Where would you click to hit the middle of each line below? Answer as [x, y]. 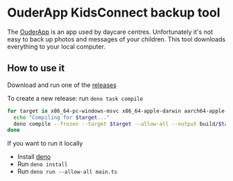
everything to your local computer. [57, 46]
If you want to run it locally [45, 144]
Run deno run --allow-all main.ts [67, 171]
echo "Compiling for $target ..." [62, 117]
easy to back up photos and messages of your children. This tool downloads [116, 39]
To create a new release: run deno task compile [75, 98]
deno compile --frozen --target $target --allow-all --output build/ [116, 124]
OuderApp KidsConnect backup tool [114, 13]
